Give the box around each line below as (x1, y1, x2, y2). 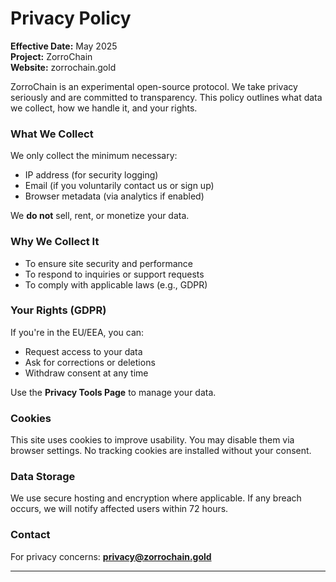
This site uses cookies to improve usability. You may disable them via (10, 434, 295, 446)
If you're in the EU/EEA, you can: (10, 326, 145, 338)
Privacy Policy (10, 7, 132, 30)
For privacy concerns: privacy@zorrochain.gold (10, 550, 212, 562)
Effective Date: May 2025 (10, 40, 118, 52)
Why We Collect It (10, 235, 100, 249)
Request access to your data (24, 345, 143, 357)
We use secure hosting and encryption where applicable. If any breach (10, 492, 302, 504)
